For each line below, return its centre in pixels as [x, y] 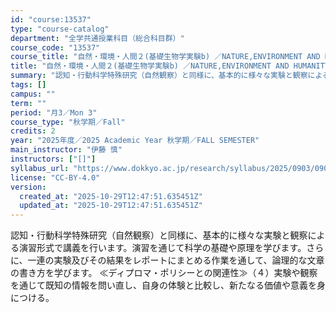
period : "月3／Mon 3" [54, 112]
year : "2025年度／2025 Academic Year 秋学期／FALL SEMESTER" [135, 141]
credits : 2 [33, 131]
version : [28, 187]
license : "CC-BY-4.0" [55, 177]
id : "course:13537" [51, 19]
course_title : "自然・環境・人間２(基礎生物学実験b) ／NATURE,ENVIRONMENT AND [165, 57]
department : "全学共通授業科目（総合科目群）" [97, 38]
